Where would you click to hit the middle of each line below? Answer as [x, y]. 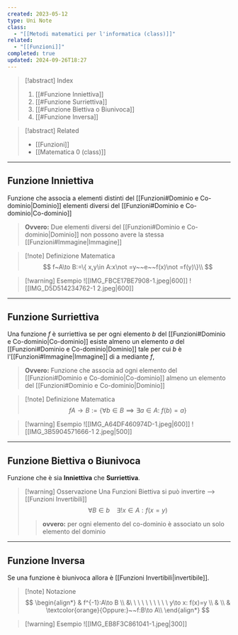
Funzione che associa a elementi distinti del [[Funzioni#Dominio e [103, 198]
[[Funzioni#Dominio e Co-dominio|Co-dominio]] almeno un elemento [125, 378]
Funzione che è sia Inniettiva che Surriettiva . [74, 478]
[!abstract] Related [52, 130]
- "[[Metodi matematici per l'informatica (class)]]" [95, 34]
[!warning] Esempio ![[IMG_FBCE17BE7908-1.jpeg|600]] [106, 281]
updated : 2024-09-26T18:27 [47, 60]
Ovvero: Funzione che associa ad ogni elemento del [101, 371]
